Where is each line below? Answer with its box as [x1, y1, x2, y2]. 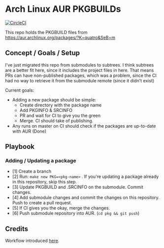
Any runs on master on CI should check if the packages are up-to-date [12, 123, 156, 129]
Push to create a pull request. [12, 200, 72, 206]
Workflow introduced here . [5, 238, 60, 244]
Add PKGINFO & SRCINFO [19, 107, 73, 113]
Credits [5, 224, 29, 233]
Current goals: [5, 87, 34, 93]
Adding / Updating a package [5, 157, 76, 164]
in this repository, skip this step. [12, 179, 77, 185]
